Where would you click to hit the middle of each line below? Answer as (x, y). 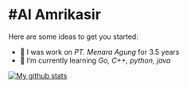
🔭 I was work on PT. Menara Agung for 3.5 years (99, 52)
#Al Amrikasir (55, 15)
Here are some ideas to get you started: (74, 36)
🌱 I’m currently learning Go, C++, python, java (95, 60)
